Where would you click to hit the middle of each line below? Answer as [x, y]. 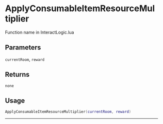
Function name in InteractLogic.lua [40, 32]
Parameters [23, 47]
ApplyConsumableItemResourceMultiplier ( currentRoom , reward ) [68, 112]
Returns [17, 75]
